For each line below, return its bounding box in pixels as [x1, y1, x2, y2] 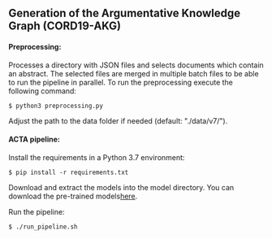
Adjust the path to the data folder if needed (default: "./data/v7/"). [8, 115, 228, 125]
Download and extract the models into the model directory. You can [8, 182, 235, 192]
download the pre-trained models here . [8, 191, 138, 201]
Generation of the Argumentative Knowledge [8, 7, 241, 20]
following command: [8, 85, 77, 96]
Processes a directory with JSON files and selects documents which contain [8, 60, 264, 70]
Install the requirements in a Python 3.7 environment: [8, 152, 185, 162]
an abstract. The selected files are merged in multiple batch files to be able [8, 68, 259, 78]
